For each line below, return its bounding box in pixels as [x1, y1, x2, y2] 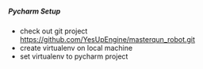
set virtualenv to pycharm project [19, 52, 128, 61]
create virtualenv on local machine [19, 43, 133, 52]
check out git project [19, 26, 88, 36]
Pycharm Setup [8, 6, 61, 16]
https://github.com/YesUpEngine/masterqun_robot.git [19, 34, 196, 44]
